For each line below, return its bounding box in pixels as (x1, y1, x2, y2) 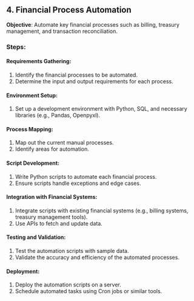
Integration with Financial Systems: (6, 193, 98, 201)
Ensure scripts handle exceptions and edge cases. (15, 179, 141, 187)
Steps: (6, 43, 26, 51)
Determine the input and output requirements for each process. (15, 77, 174, 85)
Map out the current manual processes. (15, 139, 114, 147)
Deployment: (6, 268, 40, 275)
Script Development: (6, 159, 59, 167)
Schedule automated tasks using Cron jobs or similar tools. (15, 288, 162, 295)
